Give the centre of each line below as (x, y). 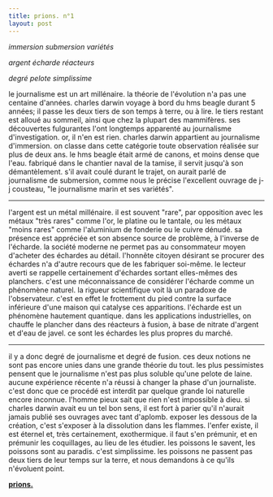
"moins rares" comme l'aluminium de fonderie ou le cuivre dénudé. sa (126, 229)
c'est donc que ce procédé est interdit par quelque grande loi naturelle (127, 391)
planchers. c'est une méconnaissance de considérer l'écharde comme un (131, 281)
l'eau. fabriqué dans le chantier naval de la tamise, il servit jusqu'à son (126, 162)
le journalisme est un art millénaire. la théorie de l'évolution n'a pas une (127, 93)
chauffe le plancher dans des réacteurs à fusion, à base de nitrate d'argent (134, 324)
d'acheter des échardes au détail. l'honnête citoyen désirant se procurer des (136, 255)
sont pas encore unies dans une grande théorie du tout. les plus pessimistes (136, 365)
